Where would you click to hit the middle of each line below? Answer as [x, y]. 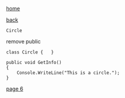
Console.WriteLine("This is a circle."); [68, 73]
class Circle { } [30, 52]
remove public [24, 41]
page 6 [15, 89]
